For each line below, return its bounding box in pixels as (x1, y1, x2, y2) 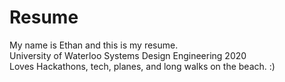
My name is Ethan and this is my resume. (9, 39, 179, 51)
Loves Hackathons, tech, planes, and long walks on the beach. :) (9, 60, 276, 72)
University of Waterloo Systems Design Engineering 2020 (9, 49, 247, 61)
